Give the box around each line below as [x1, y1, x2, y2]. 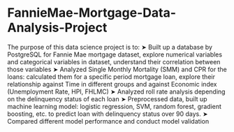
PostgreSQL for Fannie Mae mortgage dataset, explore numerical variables [7, 50, 222, 59]
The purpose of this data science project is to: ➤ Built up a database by [7, 43, 213, 51]
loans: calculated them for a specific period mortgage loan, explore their [7, 72, 215, 81]
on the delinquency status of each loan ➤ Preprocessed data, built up [7, 94, 207, 103]
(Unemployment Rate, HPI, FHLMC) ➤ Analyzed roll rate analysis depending [7, 87, 226, 96]
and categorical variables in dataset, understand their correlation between [7, 57, 221, 66]
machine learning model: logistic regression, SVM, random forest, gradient [7, 102, 222, 110]
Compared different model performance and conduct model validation [7, 117, 210, 125]
